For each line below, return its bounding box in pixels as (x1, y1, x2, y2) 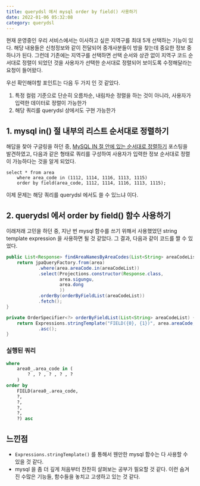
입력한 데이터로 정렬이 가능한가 (14, 99, 87, 107)
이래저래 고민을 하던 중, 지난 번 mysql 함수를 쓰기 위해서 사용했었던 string (6, 228, 177, 234)
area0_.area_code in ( (17, 366, 73, 372)
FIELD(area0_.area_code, (17, 388, 79, 394)
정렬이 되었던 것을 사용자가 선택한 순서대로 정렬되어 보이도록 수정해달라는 (21, 59, 192, 66)
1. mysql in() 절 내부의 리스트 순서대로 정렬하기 (6, 126, 169, 136)
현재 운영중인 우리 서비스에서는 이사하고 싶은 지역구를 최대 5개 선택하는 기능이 (6, 37, 187, 44)
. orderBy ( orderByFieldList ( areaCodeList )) (37, 293, 145, 299)
